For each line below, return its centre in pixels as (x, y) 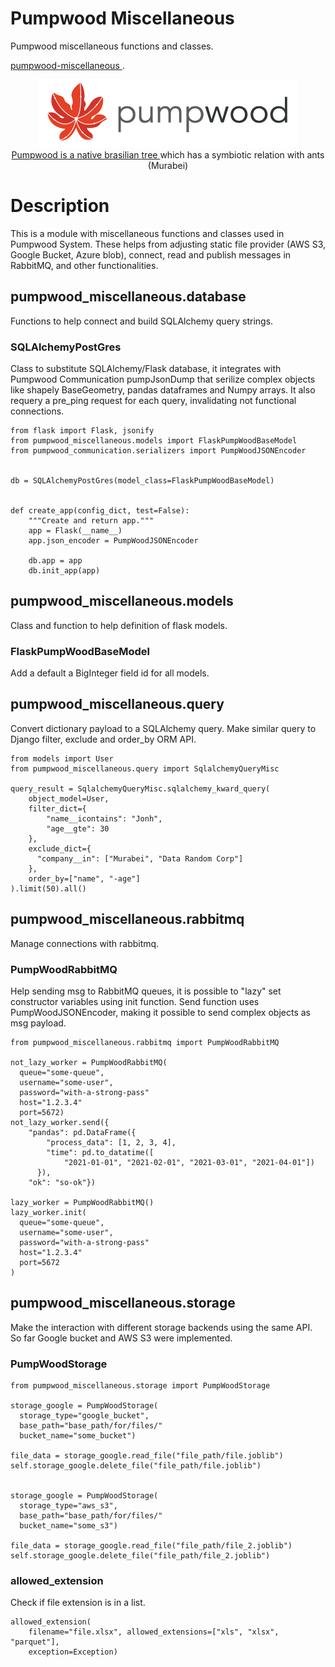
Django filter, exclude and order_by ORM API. (103, 739)
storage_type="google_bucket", (84, 1416)
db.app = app (55, 560)
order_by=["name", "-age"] (84, 878)
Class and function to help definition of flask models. (119, 625)
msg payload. (38, 1023)
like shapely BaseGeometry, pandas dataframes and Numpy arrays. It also (163, 389)
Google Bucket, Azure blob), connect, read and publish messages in (151, 254)
